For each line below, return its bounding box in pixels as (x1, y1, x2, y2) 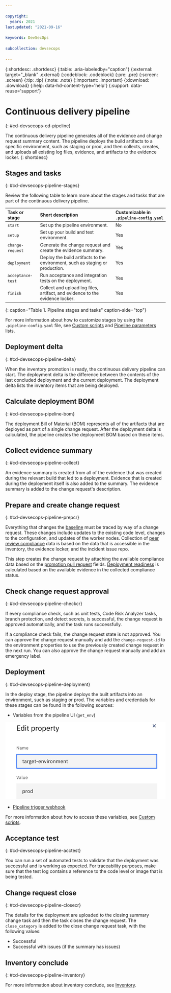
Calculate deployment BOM (5, 397, 94, 406)
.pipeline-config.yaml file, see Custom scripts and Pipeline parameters (5, 322, 156, 328)
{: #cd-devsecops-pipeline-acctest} (5, 847, 81, 853)
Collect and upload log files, (40, 285, 98, 291)
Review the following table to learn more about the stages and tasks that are (5, 192, 165, 199)
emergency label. (5, 653, 42, 659)
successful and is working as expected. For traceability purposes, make (5, 863, 156, 869)
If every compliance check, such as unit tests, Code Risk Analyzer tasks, (5, 610, 158, 616)
